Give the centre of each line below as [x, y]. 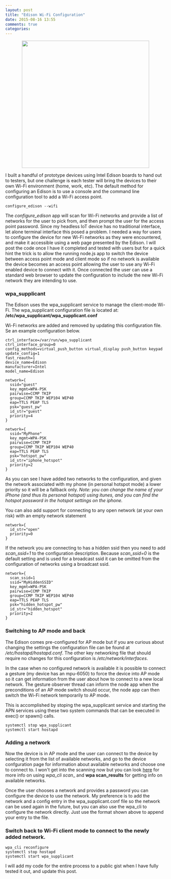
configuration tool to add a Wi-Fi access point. [54, 197]
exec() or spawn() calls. [30, 716]
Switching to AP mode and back [45, 631]
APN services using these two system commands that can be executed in [82, 710]
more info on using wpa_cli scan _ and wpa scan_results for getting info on [84, 775]
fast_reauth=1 [20, 358]
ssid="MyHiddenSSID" [32, 583]
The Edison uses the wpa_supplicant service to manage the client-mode [81, 305]
